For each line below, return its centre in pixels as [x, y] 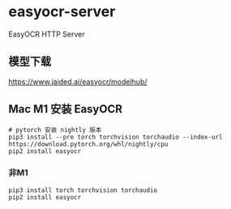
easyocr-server [62, 12]
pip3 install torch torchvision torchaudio [83, 190]
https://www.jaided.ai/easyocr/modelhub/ [78, 81]
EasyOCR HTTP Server [47, 34]
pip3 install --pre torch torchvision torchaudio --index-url [115, 137]
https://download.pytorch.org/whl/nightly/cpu [88, 144]
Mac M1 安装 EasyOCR [66, 109]
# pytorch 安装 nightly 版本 [55, 130]
